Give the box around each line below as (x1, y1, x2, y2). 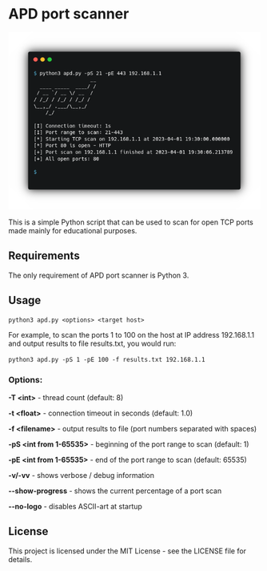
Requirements (8, 249, 80, 263)
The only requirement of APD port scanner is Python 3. (8, 270, 189, 280)
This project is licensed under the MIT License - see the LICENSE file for (8, 546, 246, 556)
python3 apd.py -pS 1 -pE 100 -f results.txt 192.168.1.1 (8, 356, 205, 364)
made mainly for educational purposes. (8, 225, 137, 235)
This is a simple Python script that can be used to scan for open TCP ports (8, 217, 253, 227)
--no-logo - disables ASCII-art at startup (8, 501, 142, 511)
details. (8, 554, 33, 564)
